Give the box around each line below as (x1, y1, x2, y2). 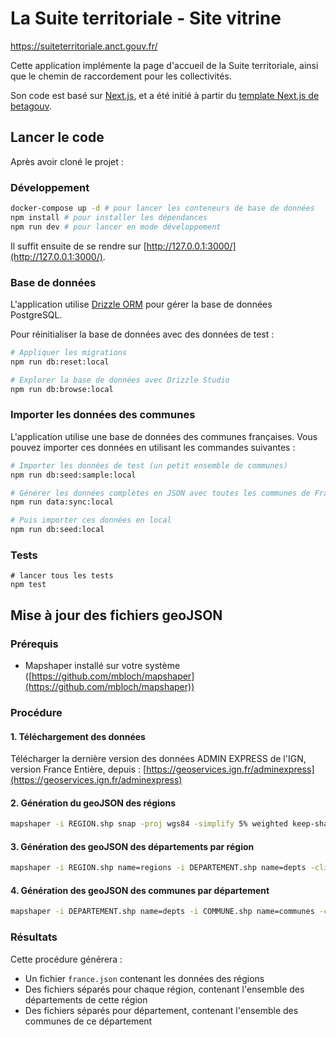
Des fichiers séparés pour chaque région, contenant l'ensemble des (24, 983, 305, 995)
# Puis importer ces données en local (10, 515, 172, 526)
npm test (10, 580, 47, 590)
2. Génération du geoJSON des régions (10, 797, 177, 809)
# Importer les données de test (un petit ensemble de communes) (10, 460, 288, 471)
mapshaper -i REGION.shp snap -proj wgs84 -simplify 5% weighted (10, 819, 288, 829)
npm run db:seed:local (10, 525, 105, 535)
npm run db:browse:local (10, 384, 114, 394)
